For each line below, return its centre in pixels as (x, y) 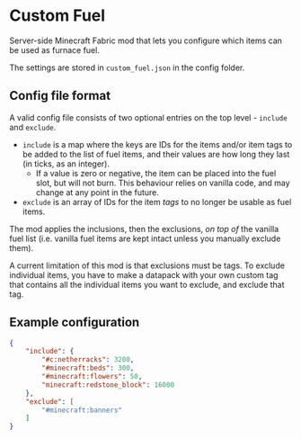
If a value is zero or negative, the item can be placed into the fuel (156, 173)
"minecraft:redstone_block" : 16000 (108, 385)
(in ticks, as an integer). (66, 164)
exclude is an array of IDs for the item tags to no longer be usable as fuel (157, 202)
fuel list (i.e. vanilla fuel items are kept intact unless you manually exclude (145, 238)
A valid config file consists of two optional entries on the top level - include (148, 117)
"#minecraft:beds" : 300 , (88, 368)
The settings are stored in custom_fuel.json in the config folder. (127, 67)
